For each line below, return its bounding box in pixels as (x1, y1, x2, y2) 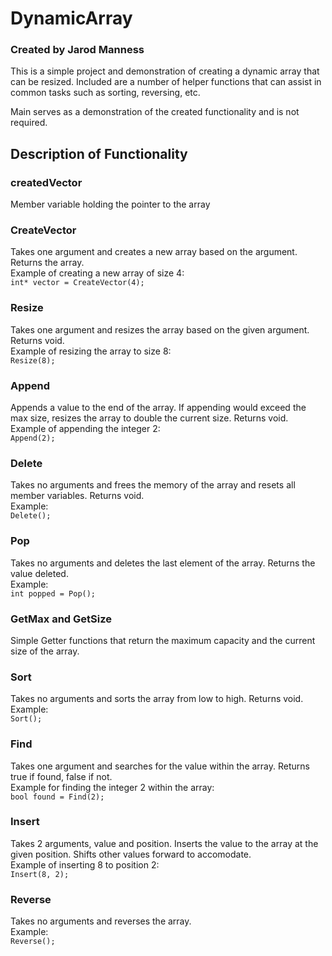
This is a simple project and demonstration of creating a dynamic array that (10, 65, 320, 77)
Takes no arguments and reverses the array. (10, 915, 192, 927)
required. (10, 117, 48, 129)
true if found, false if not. (10, 770, 113, 782)
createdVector (10, 175, 83, 189)
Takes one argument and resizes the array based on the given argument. (10, 323, 310, 336)
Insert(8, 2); (10, 869, 70, 879)
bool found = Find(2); (10, 792, 105, 802)
